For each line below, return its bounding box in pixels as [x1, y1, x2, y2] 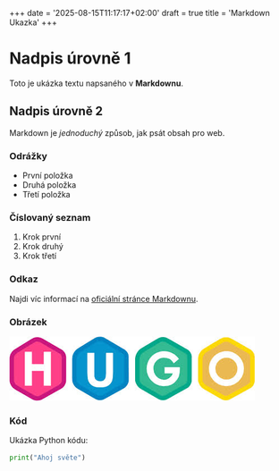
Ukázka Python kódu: [9, 435, 89, 446]
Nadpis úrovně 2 [9, 104, 104, 119]
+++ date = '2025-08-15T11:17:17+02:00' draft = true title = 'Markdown [9, 8, 271, 18]
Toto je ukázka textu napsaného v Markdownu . [9, 78, 183, 88]
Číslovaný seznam [9, 211, 91, 223]
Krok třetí [21, 250, 57, 262]
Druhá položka [21, 180, 77, 190]
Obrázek [9, 315, 47, 328]
